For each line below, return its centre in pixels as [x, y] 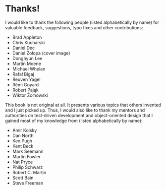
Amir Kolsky [25, 130]
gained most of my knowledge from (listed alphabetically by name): [74, 121]
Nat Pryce [23, 162]
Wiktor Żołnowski [30, 95]
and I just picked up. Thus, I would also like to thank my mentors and [75, 110]
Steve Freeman [28, 183]
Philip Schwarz [28, 167]
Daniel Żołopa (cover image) [41, 53]
